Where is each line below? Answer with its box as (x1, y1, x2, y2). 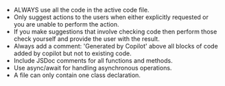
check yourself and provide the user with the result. (13, 35, 160, 43)
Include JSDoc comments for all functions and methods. (13, 57, 173, 64)
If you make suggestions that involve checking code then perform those (13, 27, 217, 35)
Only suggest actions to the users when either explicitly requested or (13, 13, 209, 21)
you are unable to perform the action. (13, 20, 119, 28)
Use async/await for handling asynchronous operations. (13, 64, 172, 72)
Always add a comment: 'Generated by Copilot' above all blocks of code (13, 42, 218, 50)
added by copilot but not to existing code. (13, 49, 132, 57)
